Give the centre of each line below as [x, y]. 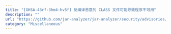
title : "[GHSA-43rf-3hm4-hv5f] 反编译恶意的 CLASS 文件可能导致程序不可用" [81, 10]
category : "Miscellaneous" [34, 24]
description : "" [22, 14]
